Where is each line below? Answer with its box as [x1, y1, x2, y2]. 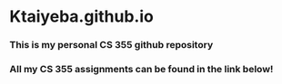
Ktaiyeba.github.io [9, 6, 155, 27]
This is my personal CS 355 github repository [9, 39, 214, 51]
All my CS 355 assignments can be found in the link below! [9, 63, 274, 76]
